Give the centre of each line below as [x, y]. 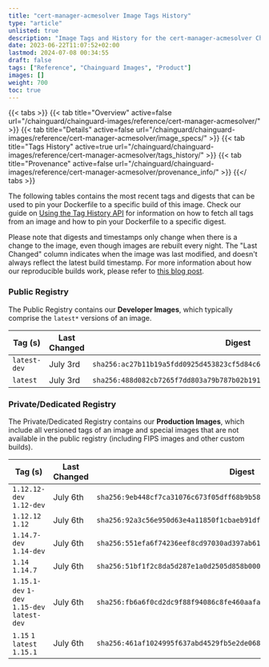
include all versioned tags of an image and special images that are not [124, 429]
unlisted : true [34, 30]
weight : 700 [28, 82]
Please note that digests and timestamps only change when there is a [123, 238]
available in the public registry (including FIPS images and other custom [126, 438]
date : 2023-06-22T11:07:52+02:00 [64, 46]
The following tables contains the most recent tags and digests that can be [132, 196]
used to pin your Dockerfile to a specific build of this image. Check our [125, 205]
